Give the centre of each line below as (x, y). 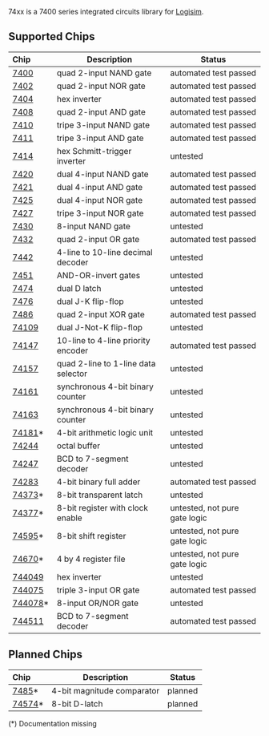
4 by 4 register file (91, 559)
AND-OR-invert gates (98, 275)
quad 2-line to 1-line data (106, 363)
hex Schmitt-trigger (94, 151)
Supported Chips (52, 36)
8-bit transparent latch (100, 495)
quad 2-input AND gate (101, 111)
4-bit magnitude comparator (106, 690)
